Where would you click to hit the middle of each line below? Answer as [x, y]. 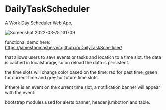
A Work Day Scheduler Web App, [39, 23]
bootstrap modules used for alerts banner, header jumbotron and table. [78, 102]
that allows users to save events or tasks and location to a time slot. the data [83, 57]
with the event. [20, 92]
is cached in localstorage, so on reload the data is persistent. [67, 62]
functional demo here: [28, 42]
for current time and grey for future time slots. [52, 77]
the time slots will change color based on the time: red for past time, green [81, 72]
